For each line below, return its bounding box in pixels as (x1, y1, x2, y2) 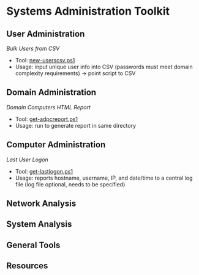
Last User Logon (6, 156, 49, 163)
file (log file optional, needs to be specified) (15, 180, 126, 188)
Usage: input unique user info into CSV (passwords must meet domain (15, 63, 193, 70)
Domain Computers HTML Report (6, 103, 91, 111)
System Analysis (6, 219, 72, 230)
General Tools (6, 240, 61, 250)
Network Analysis (6, 199, 77, 209)
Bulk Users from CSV (6, 45, 60, 52)
